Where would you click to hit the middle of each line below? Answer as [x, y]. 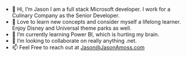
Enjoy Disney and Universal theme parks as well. [71, 28]
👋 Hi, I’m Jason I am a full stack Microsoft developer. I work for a [91, 9]
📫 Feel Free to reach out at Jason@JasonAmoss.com [78, 47]
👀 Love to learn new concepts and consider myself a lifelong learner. [96, 22]
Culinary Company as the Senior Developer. [66, 15]
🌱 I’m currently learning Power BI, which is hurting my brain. [85, 34]
